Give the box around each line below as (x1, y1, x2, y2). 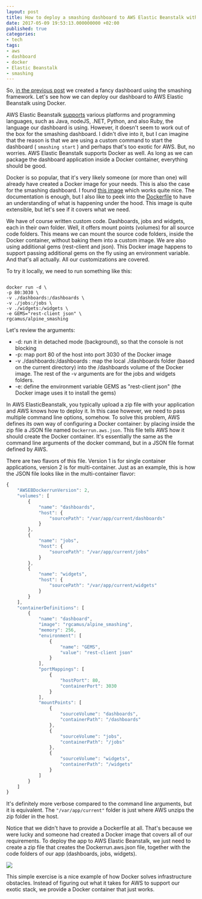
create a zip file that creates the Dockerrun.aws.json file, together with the (6, 844, 191, 851)
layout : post (6, 8, 39, 15)
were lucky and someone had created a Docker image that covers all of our (6, 831, 193, 838)
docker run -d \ (6, 284, 47, 290)
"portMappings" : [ (38, 666, 85, 672)
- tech (6, 37, 23, 43)
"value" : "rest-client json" (60, 649, 133, 655)
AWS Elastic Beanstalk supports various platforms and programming (6, 111, 176, 118)
